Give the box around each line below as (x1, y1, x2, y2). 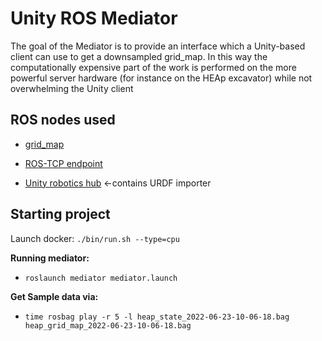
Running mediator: (10, 252, 90, 264)
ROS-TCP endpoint (24, 157, 103, 169)
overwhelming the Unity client (10, 82, 134, 94)
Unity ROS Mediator (10, 7, 178, 30)
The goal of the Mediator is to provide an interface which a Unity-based (10, 40, 306, 52)
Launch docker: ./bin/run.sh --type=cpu (10, 232, 180, 244)
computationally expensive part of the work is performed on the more (10, 61, 297, 73)
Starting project (10, 206, 111, 223)
